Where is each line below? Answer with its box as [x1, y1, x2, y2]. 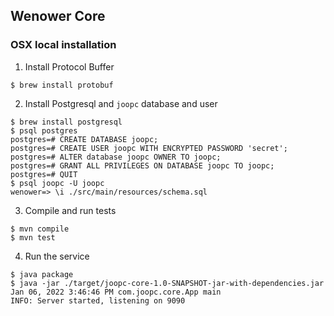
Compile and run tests [24, 204, 117, 216]
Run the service [24, 250, 90, 262]
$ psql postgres [10, 125, 78, 136]
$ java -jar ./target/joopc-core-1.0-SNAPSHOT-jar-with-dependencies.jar [10, 278, 325, 288]
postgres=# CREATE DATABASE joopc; [10, 134, 159, 144]
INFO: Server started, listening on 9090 [10, 295, 186, 306]
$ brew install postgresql [10, 117, 123, 127]
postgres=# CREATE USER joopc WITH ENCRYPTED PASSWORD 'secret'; [10, 143, 288, 153]
